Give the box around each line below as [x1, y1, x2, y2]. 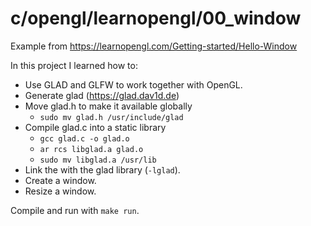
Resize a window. [24, 185, 97, 197]
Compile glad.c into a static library [24, 121, 167, 133]
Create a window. [24, 174, 97, 186]
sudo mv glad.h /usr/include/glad [39, 112, 184, 122]
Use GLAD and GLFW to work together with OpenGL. [24, 78, 243, 91]
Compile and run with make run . [10, 204, 140, 216]
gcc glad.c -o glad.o [39, 133, 130, 144]
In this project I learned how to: [10, 59, 138, 71]
